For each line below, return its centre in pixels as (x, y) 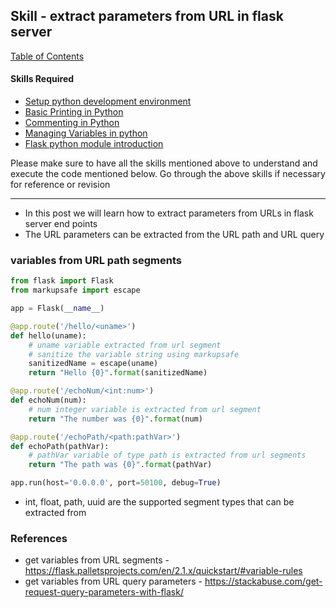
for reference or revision (60, 185)
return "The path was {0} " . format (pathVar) (120, 465)
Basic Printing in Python (74, 112)
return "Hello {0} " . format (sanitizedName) (118, 373)
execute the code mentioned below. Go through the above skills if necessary (168, 174)
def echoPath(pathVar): (60, 446)
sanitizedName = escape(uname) (93, 364)
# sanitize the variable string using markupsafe (134, 354)
